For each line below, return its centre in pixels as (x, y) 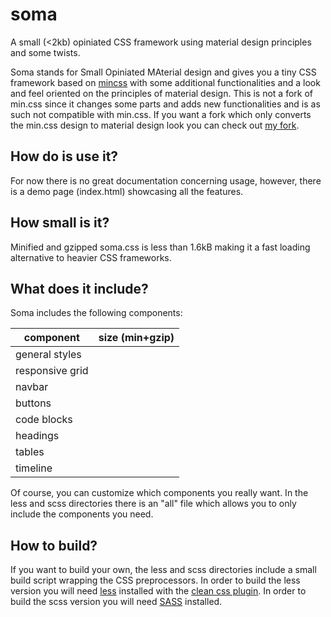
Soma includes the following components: (96, 313)
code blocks (44, 420)
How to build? (54, 545)
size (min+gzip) (136, 338)
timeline (34, 468)
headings (37, 436)
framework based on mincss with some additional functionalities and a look (165, 82)
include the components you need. (82, 514)
